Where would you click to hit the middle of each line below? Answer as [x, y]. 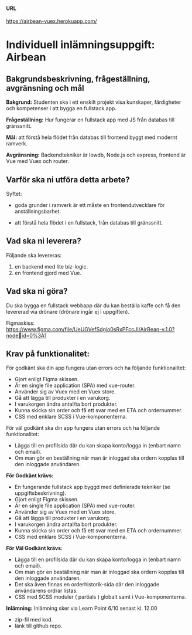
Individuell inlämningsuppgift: [80, 45]
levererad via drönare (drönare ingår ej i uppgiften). [68, 311]
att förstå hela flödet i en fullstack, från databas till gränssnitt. [89, 223]
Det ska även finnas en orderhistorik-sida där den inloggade [87, 585]
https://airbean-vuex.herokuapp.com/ [52, 21]
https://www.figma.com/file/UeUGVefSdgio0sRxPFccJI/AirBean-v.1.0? [90, 329]
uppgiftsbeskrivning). [40, 493]
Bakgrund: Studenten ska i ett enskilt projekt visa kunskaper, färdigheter [94, 102]
